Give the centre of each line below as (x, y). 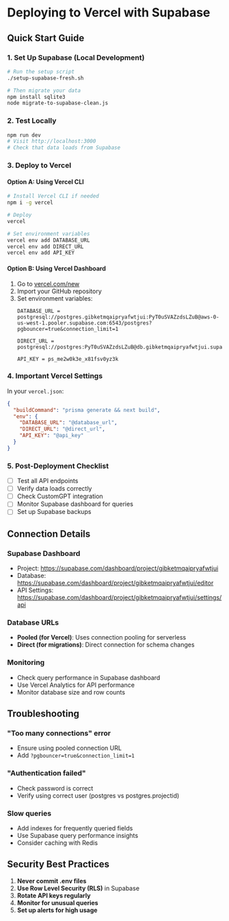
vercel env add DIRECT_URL (45, 246)
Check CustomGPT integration (60, 496)
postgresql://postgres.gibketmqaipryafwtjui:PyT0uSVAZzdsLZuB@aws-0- (118, 317)
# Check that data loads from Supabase (64, 148)
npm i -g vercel (30, 203)
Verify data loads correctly (54, 489)
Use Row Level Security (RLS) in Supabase (78, 888)
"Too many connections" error (59, 733)
